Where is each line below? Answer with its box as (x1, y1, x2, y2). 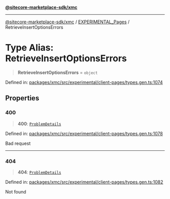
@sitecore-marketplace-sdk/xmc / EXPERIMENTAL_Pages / (5, 19, 130, 25)
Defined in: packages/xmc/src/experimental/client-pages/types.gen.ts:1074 (5, 79, 163, 85)
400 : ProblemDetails (17, 121, 62, 127)
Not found (5, 188, 26, 194)
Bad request (5, 140, 31, 146)
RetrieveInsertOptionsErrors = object (17, 69, 98, 75)
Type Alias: (5, 42, 54, 54)
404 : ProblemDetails (17, 169, 62, 175)
